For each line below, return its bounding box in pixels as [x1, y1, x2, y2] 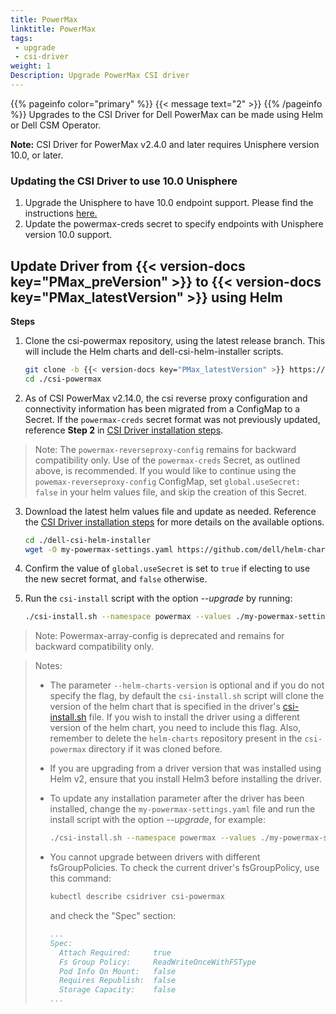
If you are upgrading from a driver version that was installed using [49, 762, 322, 775]
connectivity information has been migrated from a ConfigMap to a [24, 402, 301, 415]
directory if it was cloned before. [88, 743, 223, 755]
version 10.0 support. [24, 229, 113, 241]
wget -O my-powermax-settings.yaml [24, 544, 174, 555]
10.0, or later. [10, 149, 64, 161]
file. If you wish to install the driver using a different [88, 711, 300, 723]
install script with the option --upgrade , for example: [49, 814, 267, 826]
